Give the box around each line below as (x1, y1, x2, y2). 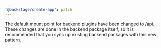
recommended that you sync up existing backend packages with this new (5, 31, 157, 37)
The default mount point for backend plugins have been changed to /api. (5, 21, 155, 27)
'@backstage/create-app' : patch (5, 7, 72, 12)
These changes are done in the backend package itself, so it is (5, 26, 134, 32)
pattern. (5, 37, 21, 43)
